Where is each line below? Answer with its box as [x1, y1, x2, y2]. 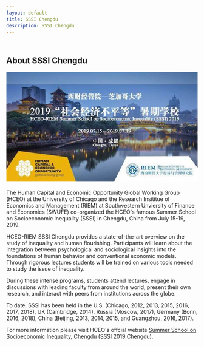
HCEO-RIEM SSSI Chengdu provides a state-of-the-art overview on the [6, 232, 185, 240]
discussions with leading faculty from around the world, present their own [6, 283, 191, 291]
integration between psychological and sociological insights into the [6, 246, 176, 253]
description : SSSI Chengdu [6, 22, 75, 29]
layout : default [6, 10, 47, 16]
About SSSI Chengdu [6, 55, 88, 66]
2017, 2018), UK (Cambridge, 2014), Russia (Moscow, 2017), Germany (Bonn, [6, 308, 198, 315]
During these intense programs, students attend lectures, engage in [6, 277, 175, 284]
